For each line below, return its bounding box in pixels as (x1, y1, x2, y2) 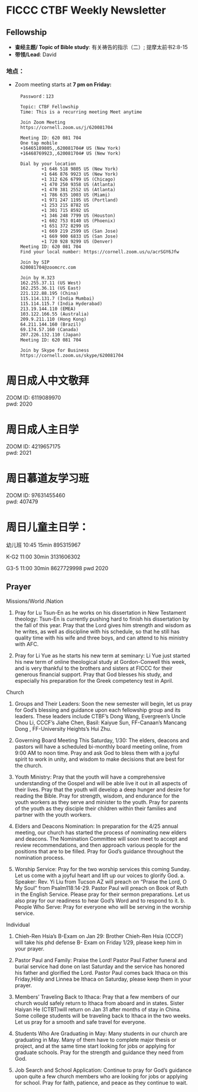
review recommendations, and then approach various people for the (14, 842, 181, 849)
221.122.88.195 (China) (20, 291, 79, 297)
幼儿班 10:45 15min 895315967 (6, 541, 81, 548)
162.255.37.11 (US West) (20, 280, 82, 286)
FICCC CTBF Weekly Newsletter (6, 4, 167, 17)
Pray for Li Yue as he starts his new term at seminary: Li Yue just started (14, 652, 190, 659)
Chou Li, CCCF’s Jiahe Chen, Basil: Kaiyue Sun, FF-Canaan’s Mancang (14, 719, 187, 726)
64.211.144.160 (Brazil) (20, 322, 82, 327)
